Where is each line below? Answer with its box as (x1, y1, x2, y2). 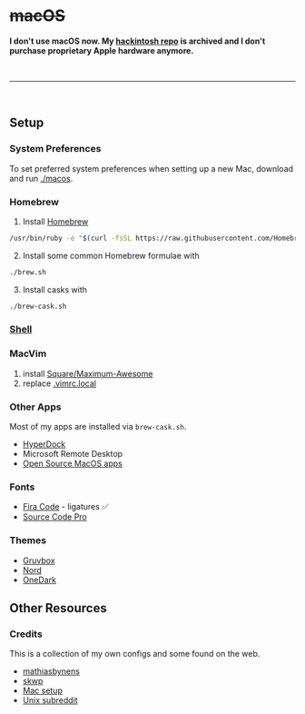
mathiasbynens (22, 666, 80, 677)
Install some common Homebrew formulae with (22, 250, 200, 261)
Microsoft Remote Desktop (22, 449, 123, 460)
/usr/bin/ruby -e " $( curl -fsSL (9, 233, 132, 243)
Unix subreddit (22, 695, 79, 706)
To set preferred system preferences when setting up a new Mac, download (9, 163, 293, 174)
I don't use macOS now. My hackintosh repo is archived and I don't (9, 35, 266, 46)
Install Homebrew (22, 215, 89, 227)
